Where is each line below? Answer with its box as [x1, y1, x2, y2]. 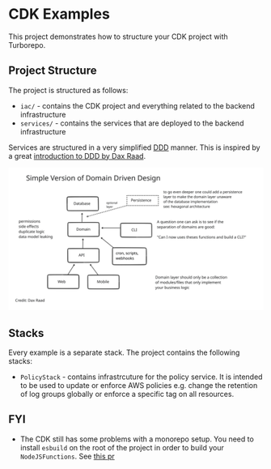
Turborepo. [8, 40, 46, 49]
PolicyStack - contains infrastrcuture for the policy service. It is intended [19, 372, 263, 382]
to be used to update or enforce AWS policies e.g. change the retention [19, 381, 258, 390]
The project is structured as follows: [8, 85, 129, 95]
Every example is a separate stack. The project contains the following [8, 347, 240, 357]
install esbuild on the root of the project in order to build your [19, 442, 225, 452]
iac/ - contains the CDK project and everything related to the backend [19, 100, 255, 110]
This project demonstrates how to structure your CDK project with [8, 32, 228, 41]
